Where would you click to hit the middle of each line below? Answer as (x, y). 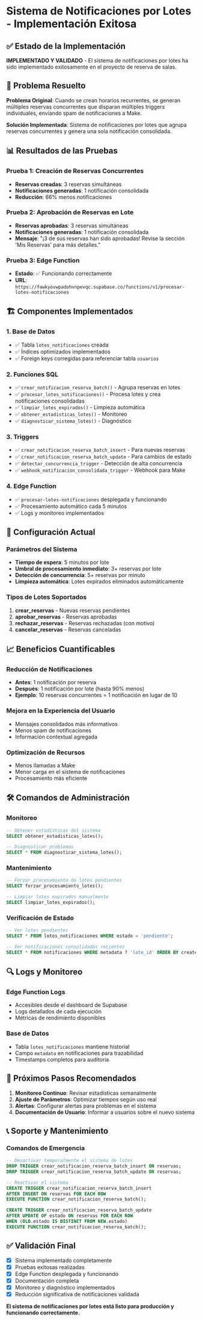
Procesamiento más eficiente (51, 778)
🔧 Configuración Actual (51, 532)
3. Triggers (23, 437)
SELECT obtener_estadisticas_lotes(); (55, 836)
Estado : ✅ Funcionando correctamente (63, 274)
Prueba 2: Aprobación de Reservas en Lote (70, 212)
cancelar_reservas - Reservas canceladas (68, 630)
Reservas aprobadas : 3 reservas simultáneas (72, 225)
